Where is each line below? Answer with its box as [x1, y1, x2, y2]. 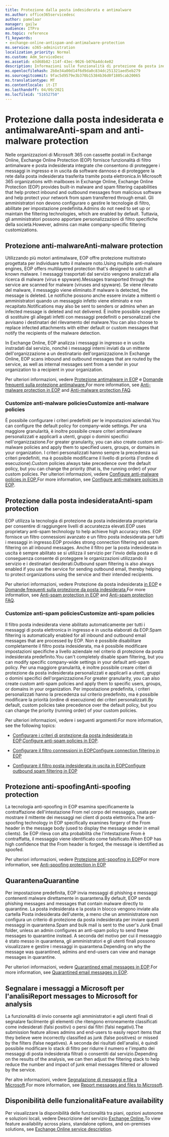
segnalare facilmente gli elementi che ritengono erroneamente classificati [5, 1018, 157, 1024]
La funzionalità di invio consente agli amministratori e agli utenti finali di [5, 1013, 153, 1019]
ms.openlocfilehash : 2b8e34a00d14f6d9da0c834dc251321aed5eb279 [5, 69, 141, 74]
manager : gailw [5, 21, 37, 27]
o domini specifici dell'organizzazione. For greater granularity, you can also [5, 675, 160, 681]
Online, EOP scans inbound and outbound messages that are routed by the [5, 356, 160, 362]
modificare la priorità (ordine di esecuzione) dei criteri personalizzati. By [5, 696, 154, 702]
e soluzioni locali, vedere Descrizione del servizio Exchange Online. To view [5, 1115, 161, 1121]
